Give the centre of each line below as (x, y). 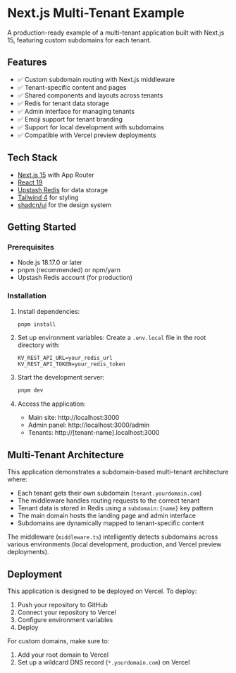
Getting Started (42, 227)
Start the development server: (61, 378)
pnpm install (37, 324)
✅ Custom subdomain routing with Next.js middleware (96, 79)
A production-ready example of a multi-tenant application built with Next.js (116, 33)
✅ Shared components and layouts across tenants (90, 95)
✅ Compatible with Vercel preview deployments (87, 135)
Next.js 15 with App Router (56, 175)
